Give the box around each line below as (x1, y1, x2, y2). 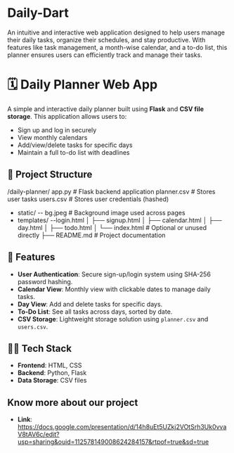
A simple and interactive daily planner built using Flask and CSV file (7, 104, 204, 113)
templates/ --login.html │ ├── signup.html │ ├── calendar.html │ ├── (17, 216, 223, 224)
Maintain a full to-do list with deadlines (17, 148, 130, 156)
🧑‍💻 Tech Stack (7, 343, 72, 355)
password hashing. (17, 277, 73, 286)
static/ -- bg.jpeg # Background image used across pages (17, 208, 186, 217)
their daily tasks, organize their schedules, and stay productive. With (7, 35, 206, 44)
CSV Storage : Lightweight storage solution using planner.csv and (17, 314, 209, 323)
